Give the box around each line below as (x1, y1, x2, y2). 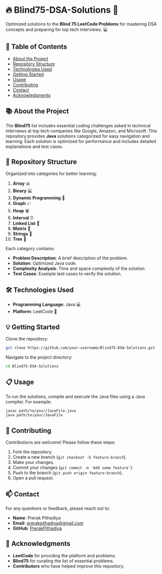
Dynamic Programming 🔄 (12, 195, 65, 201)
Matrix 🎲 (12, 226, 31, 231)
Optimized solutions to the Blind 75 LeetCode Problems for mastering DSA (5, 21, 157, 27)
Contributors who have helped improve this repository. (12, 563, 125, 569)
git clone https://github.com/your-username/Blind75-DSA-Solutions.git (5, 345, 155, 350)
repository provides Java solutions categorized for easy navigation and (5, 133, 150, 139)
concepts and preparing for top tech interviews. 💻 (5, 27, 108, 32)
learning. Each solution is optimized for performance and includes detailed (5, 138, 157, 144)
